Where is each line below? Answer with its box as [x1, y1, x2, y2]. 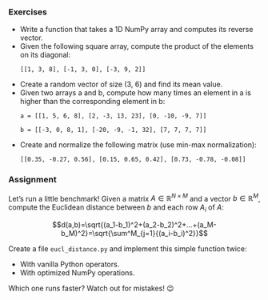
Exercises [8, 6, 48, 18]
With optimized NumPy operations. [19, 268, 135, 278]
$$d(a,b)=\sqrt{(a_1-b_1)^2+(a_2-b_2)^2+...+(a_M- [51, 220, 218, 230]
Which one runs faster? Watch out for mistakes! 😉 [8, 283, 174, 294]
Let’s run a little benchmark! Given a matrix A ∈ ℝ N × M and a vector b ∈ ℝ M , [8, 192, 261, 203]
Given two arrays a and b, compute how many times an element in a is [19, 88, 252, 98]
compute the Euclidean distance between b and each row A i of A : [8, 202, 224, 214]
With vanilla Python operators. [19, 259, 120, 270]
